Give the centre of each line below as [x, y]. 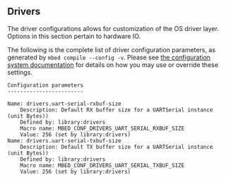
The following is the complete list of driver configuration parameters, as [112, 49]
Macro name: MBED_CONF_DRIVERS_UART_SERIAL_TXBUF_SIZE [102, 165]
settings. [20, 72]
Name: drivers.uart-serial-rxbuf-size [64, 104]
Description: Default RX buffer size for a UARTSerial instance [117, 110]
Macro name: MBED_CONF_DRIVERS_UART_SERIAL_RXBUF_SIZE [102, 128]
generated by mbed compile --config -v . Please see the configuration [109, 57]
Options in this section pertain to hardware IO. [74, 36]
